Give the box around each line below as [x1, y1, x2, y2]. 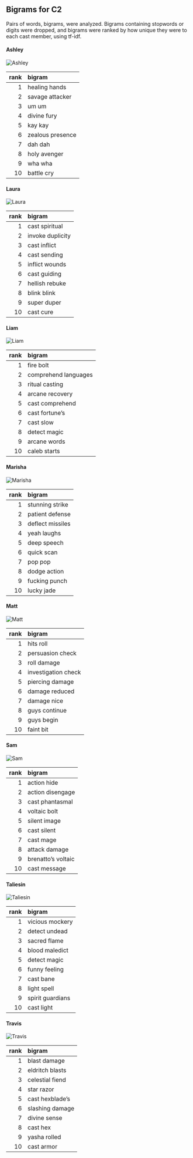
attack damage [27, 845, 69, 853]
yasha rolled [27, 1133, 61, 1141]
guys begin [27, 715, 58, 724]
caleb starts [27, 447, 60, 455]
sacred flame [27, 937, 64, 945]
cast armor [27, 1143, 57, 1151]
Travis [6, 1019, 22, 1027]
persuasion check [27, 649, 77, 657]
